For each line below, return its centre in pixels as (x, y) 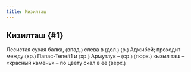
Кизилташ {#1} (35, 36)
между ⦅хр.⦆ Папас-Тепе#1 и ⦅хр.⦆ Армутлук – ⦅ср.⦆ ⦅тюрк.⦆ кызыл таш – (95, 56)
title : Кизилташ (26, 12)
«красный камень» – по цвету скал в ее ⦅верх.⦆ (66, 63)
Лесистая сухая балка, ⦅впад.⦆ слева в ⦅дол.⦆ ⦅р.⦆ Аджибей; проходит (93, 50)
